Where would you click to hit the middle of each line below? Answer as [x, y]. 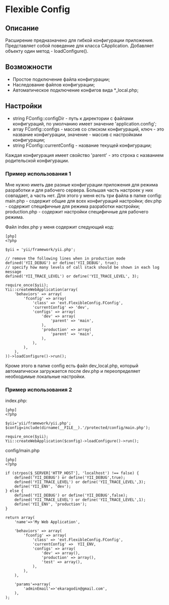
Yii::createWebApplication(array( [42, 290]
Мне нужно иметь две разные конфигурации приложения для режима [82, 184]
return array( [20, 518]
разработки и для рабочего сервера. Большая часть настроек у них [79, 190]
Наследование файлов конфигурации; [54, 84]
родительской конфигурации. [37, 161]
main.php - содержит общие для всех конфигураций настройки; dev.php [83, 201]
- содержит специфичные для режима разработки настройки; [73, 206]
